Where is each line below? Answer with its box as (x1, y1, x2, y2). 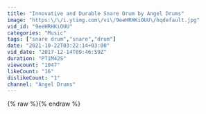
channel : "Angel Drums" (7, 81, 76, 88)
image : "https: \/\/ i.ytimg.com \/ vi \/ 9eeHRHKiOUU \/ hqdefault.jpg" (7, 17, 200, 23)
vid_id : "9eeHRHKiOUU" (7, 23, 73, 30)
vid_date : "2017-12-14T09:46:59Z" (7, 49, 108, 56)
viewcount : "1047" (7, 61, 60, 68)
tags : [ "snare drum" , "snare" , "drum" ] (7, 36, 117, 43)
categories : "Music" (7, 29, 67, 37)
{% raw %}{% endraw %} (7, 99, 81, 108)
